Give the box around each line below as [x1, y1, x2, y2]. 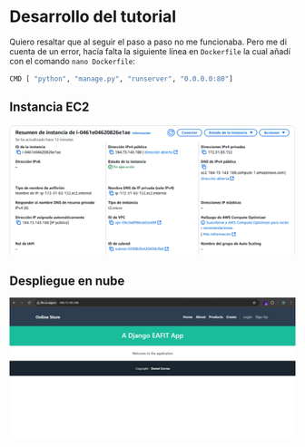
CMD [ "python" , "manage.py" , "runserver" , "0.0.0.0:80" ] [9, 74, 233, 83]
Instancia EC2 [9, 100, 90, 115]
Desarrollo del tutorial [9, 6, 177, 27]
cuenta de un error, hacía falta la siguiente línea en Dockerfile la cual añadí [9, 45, 290, 56]
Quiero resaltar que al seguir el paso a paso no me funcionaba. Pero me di [9, 36, 288, 47]
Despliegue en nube [9, 273, 125, 288]
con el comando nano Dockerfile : [9, 55, 136, 66]
